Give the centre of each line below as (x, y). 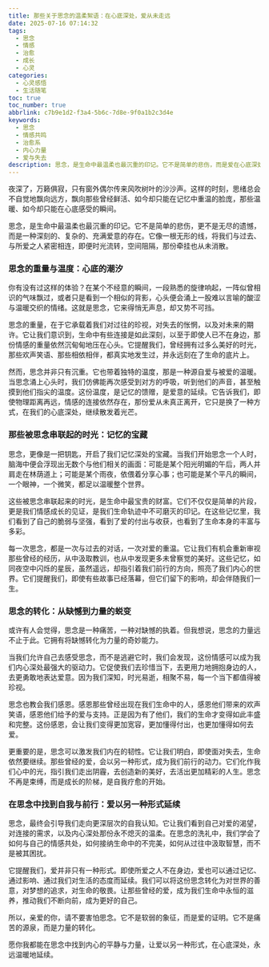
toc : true (25, 98)
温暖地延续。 (36, 955)
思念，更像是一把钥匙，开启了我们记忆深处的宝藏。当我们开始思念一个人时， (134, 453)
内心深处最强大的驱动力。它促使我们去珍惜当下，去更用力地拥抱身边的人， (138, 668)
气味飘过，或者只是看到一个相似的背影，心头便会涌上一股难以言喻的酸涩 (141, 298)
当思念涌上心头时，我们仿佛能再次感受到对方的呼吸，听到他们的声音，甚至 (131, 382)
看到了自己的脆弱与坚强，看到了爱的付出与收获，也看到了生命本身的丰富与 (138, 521)
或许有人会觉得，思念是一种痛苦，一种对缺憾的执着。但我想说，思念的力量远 (134, 630)
